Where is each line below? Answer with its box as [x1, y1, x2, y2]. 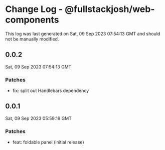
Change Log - [5, 3, 63, 15]
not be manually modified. [5, 36, 59, 42]
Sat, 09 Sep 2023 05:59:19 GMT [5, 115, 72, 121]
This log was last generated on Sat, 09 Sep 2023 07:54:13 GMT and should [5, 30, 160, 36]
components [5, 14, 59, 25]
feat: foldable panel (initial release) [12, 139, 84, 145]
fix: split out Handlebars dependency [12, 87, 89, 93]
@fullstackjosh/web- [64, 3, 155, 15]
